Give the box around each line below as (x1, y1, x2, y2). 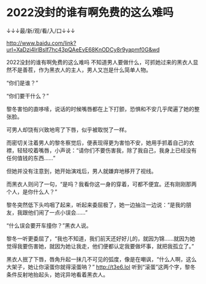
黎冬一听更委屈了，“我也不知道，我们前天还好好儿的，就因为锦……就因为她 (6, 234, 196, 242)
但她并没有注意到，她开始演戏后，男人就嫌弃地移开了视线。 (6, 167, 157, 175)
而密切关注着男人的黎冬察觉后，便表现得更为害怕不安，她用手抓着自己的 (6, 139, 189, 146)
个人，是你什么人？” (6, 188, 58, 195)
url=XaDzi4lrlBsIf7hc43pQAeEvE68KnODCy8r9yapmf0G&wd (6, 45, 160, 53)
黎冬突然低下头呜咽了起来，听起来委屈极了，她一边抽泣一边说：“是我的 (6, 201, 186, 209)
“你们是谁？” (6, 79, 39, 86)
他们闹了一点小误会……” (27, 209, 88, 216)
